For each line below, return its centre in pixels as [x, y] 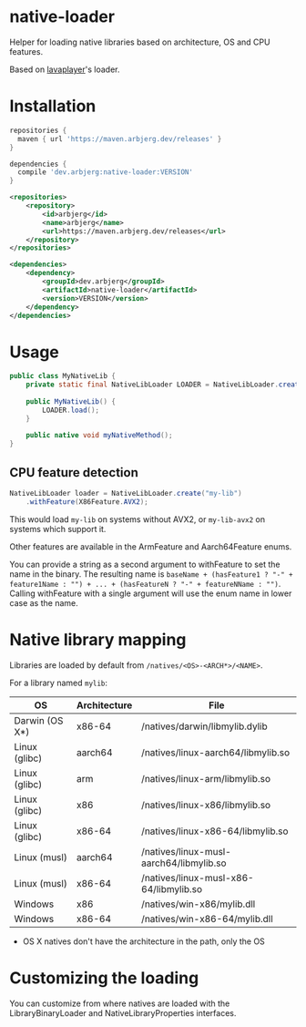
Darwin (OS [39, 720]
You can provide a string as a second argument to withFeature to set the [145, 564]
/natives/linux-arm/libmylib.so [206, 778]
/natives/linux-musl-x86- [197, 878]
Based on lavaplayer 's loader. [65, 69]
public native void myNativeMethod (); [99, 436]
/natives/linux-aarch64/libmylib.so [215, 752]
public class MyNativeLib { [63, 376]
